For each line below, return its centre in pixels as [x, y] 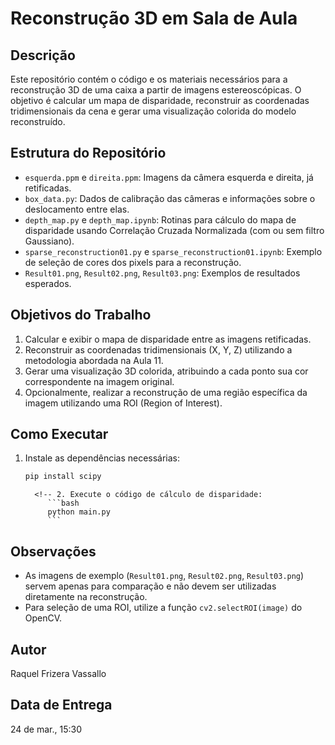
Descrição [43, 55]
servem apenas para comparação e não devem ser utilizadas [150, 586]
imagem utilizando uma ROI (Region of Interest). [123, 403]
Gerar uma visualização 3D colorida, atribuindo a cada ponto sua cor [166, 371]
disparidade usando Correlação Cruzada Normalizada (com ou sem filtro [174, 230]
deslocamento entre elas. [77, 209]
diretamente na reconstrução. [86, 597]
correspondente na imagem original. [99, 381]
